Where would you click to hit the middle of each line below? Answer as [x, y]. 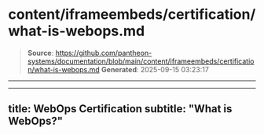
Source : [40, 53]
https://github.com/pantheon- [104, 53]
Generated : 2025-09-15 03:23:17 [155, 69]
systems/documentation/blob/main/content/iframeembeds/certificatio [141, 61]
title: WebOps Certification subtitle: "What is [120, 109]
